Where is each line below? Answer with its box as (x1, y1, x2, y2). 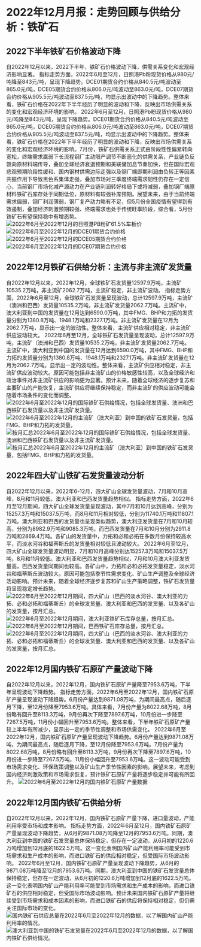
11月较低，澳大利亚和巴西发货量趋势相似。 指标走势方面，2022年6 (30, 495, 194, 502)
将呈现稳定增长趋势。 (6, 585, 59, 592)
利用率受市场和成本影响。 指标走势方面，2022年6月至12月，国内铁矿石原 (6, 822, 187, 830)
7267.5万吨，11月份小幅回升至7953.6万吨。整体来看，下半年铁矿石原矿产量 (6, 718, 191, 725)
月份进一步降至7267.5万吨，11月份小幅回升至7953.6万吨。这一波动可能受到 (6, 756, 191, 763)
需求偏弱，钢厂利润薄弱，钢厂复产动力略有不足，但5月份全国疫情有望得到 (6, 198, 188, 205)
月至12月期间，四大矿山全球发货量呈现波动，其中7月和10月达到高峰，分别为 (6, 503, 193, 510)
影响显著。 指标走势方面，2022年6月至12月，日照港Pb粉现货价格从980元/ (11, 71, 194, 78)
